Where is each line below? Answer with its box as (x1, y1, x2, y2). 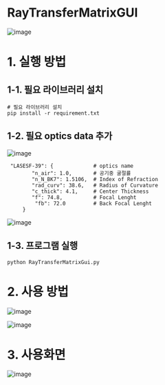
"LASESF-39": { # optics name (10, 162, 134, 169)
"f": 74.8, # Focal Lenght (32, 194, 137, 201)
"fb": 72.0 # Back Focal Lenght (34, 200, 153, 207)
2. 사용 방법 (7, 283, 69, 299)
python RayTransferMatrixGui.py (7, 259, 100, 265)
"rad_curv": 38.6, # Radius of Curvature (32, 182, 158, 189)
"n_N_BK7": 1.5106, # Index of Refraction (32, 176, 158, 182)
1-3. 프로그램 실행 (7, 240, 78, 252)
